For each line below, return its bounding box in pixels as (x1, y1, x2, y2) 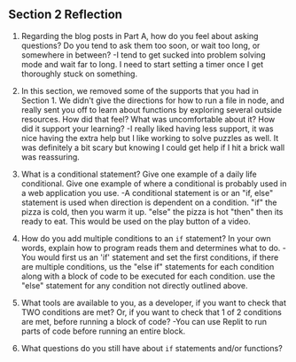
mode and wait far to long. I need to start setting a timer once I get (20, 59, 263, 69)
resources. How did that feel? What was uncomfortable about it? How (20, 114, 276, 124)
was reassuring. (20, 151, 81, 162)
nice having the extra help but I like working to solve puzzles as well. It (20, 132, 279, 143)
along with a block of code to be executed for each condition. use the (20, 271, 276, 281)
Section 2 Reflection (8, 7, 123, 22)
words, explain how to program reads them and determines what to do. (20, 242, 281, 253)
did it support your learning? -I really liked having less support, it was (20, 123, 274, 134)
